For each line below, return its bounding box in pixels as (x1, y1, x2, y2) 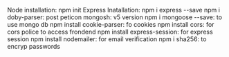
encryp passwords (7, 43, 61, 50)
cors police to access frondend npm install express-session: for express (7, 27, 213, 36)
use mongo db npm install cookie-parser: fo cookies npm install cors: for (7, 21, 214, 28)
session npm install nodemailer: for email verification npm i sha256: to (7, 35, 207, 43)
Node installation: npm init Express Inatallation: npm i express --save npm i (7, 6, 220, 14)
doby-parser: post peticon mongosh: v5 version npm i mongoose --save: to (7, 13, 223, 21)
